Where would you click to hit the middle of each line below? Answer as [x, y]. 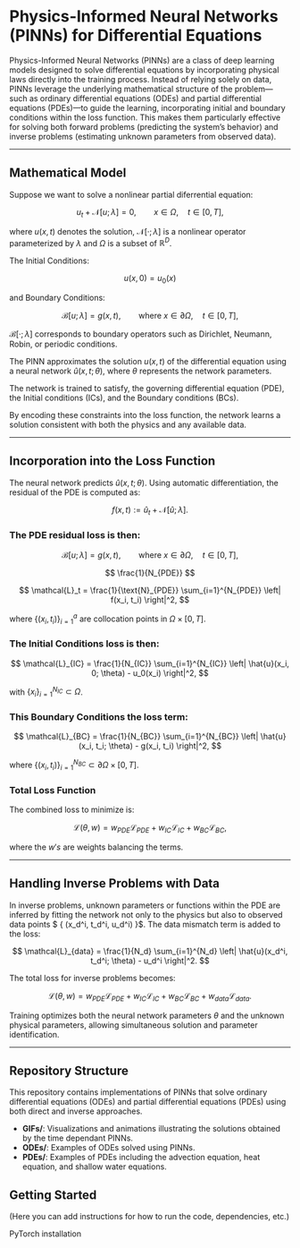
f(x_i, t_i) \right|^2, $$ [150, 599]
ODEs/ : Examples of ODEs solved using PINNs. [108, 1148]
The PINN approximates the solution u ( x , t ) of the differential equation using [148, 361]
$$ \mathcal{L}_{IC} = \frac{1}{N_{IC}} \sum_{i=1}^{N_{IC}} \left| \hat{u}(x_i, [150, 663]
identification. [34, 1034]
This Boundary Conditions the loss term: [99, 717]
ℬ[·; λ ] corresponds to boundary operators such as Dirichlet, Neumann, [141, 334]
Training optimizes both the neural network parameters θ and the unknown [147, 1015]
